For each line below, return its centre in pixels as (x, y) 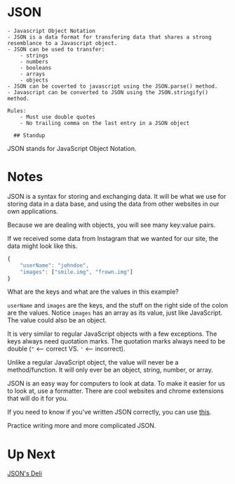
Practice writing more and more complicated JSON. (82, 426)
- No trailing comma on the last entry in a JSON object (105, 123)
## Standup (29, 135)
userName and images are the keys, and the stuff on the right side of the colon (117, 306)
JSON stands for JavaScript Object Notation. (72, 148)
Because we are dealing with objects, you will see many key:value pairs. (112, 225)
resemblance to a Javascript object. (62, 43)
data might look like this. (42, 246)
